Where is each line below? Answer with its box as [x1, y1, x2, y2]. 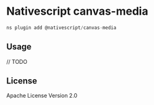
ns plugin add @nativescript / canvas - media [6, 25, 117, 31]
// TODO [6, 58, 28, 65]
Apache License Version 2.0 [6, 92, 78, 99]
